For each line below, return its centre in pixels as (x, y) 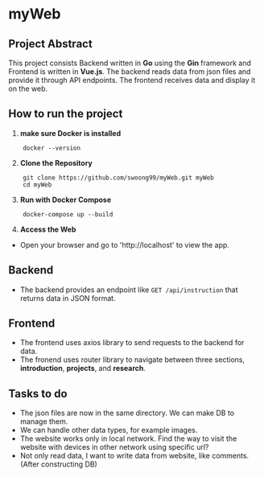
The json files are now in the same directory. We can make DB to (127, 413)
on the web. (28, 88)
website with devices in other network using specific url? (114, 447)
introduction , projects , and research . (83, 368)
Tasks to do (38, 394)
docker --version (52, 148)
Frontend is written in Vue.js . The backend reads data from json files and (130, 72)
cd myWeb (37, 185)
